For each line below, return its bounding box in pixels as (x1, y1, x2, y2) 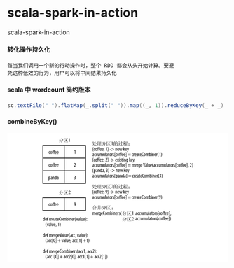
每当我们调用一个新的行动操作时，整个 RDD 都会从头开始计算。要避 (7, 62, 174, 69)
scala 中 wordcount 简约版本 (7, 85, 91, 94)
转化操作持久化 (7, 45, 50, 53)
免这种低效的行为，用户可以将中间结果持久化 (7, 70, 117, 77)
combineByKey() (7, 117, 57, 125)
